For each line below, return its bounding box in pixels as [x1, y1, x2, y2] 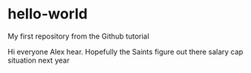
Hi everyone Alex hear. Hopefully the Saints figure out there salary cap [7, 47, 244, 56]
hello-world [7, 5, 89, 23]
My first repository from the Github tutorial [7, 31, 149, 41]
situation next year [7, 55, 70, 65]
